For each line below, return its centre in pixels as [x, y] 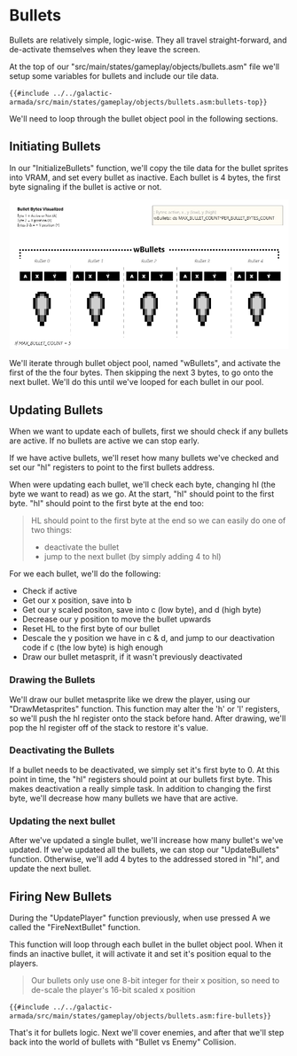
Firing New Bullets [61, 896]
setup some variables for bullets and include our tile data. [114, 75]
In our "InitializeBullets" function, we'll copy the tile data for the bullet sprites [149, 168]
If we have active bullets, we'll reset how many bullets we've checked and [144, 458]
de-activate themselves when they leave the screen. [105, 49]
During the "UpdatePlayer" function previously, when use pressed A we [140, 918]
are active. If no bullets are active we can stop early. [104, 441]
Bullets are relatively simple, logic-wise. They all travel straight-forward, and [148, 40]
